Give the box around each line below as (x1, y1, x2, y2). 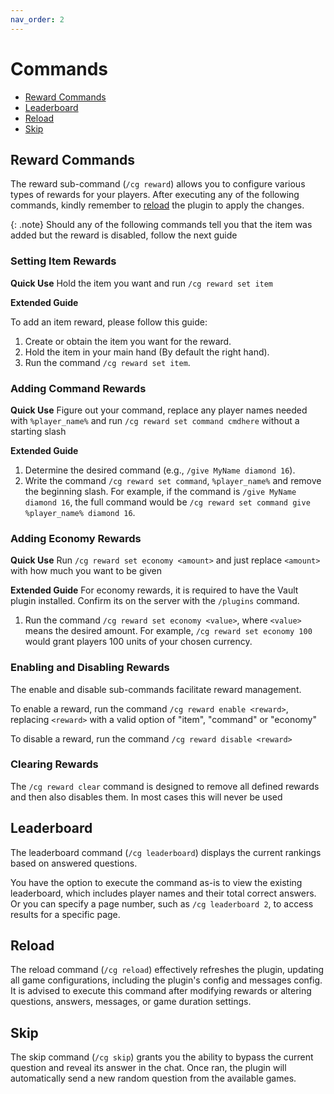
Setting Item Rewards (10, 254, 117, 268)
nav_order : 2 (10, 14, 65, 25)
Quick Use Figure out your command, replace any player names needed (10, 404, 308, 416)
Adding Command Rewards (10, 381, 147, 395)
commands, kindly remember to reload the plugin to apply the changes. (10, 199, 305, 211)
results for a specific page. (10, 908, 121, 920)
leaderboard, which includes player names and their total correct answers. (10, 887, 317, 899)
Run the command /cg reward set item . (24, 356, 191, 368)
